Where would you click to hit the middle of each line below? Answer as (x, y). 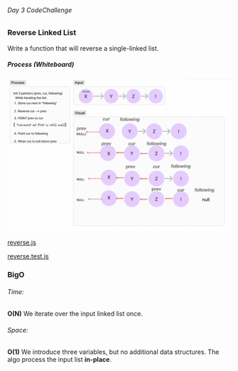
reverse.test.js (28, 256)
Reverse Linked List (42, 33)
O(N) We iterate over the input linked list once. (75, 314)
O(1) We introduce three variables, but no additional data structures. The (113, 352)
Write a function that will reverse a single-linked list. (83, 48)
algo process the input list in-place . (60, 360)
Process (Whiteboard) (41, 65)
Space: (18, 330)
